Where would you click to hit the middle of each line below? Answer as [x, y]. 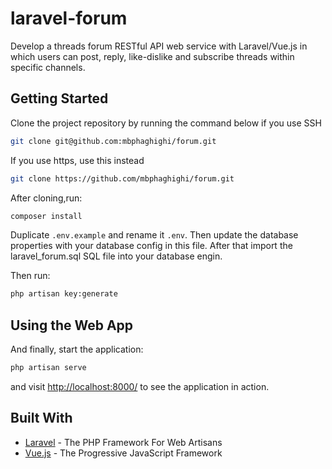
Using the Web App [72, 325]
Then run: [30, 276]
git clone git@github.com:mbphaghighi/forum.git [113, 141]
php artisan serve [48, 368]
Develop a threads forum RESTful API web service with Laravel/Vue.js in [159, 46]
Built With [41, 418]
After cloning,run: [46, 198]
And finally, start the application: [77, 349]
